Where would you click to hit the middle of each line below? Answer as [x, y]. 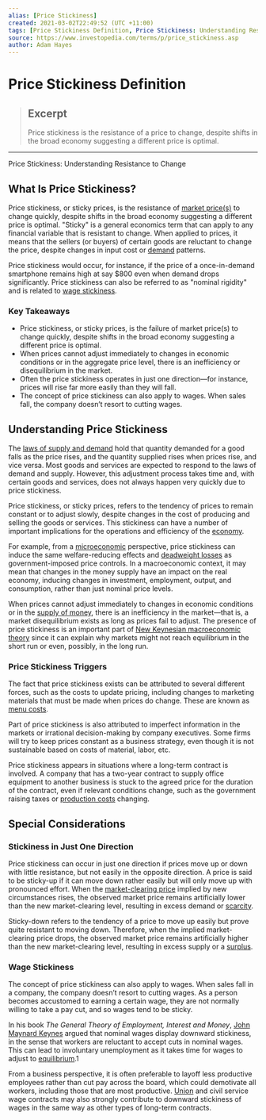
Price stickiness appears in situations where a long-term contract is [118, 765]
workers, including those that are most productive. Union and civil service [129, 1091]
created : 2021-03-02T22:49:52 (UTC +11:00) [81, 23]
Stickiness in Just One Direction [71, 846]
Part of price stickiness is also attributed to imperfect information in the [124, 725]
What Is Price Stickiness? [72, 188]
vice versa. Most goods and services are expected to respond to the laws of [133, 466]
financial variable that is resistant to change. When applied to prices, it [123, 233]
